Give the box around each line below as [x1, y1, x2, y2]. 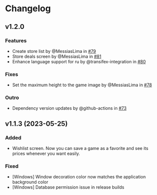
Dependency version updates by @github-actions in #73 [12, 105, 127, 111]
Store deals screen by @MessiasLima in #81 [12, 53, 102, 59]
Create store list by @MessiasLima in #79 [12, 48, 96, 54]
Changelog [5, 3, 51, 14]
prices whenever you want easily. [12, 150, 80, 157]
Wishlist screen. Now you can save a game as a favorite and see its [12, 146, 149, 151]
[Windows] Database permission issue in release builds [12, 184, 125, 190]
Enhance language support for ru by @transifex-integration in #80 [12, 58, 146, 64]
